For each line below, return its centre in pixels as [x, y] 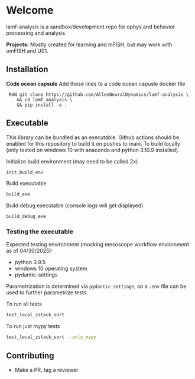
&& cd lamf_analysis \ [45, 99]
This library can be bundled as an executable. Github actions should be [93, 137]
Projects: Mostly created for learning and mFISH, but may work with [89, 44]
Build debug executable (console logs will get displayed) [75, 205]
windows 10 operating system [51, 269]
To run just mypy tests [33, 326]
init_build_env [25, 172]
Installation [27, 70]
